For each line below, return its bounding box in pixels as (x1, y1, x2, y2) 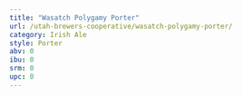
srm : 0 (9, 64, 34, 73)
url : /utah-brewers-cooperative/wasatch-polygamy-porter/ (9, 22, 233, 31)
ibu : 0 (9, 55, 34, 64)
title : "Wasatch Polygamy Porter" (9, 13, 140, 23)
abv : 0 (9, 47, 34, 56)
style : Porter (9, 38, 63, 48)
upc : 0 (9, 72, 34, 81)
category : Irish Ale (9, 30, 88, 39)
